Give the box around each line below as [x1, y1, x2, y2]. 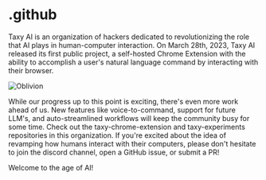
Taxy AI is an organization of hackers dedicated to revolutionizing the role [8, 32, 250, 41]
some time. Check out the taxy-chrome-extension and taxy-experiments [8, 122, 245, 131]
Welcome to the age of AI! [8, 162, 94, 172]
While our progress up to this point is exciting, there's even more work [8, 96, 239, 106]
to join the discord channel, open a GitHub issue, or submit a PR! [8, 147, 220, 157]
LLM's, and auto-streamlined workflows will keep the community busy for [8, 113, 250, 123]
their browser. [8, 65, 54, 75]
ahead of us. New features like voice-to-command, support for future [8, 105, 237, 115]
